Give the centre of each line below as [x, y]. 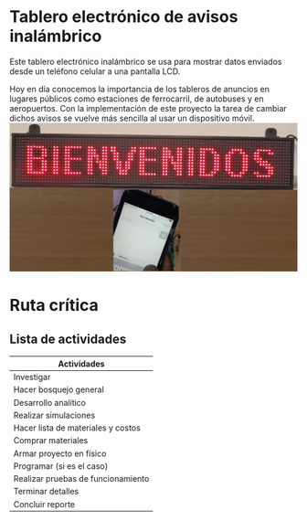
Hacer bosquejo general [59, 389]
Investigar [32, 377]
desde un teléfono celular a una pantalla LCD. [95, 71]
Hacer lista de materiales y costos [77, 428]
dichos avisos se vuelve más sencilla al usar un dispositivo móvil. [132, 118]
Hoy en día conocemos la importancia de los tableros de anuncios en [140, 89]
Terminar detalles [46, 492]
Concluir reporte [44, 504]
